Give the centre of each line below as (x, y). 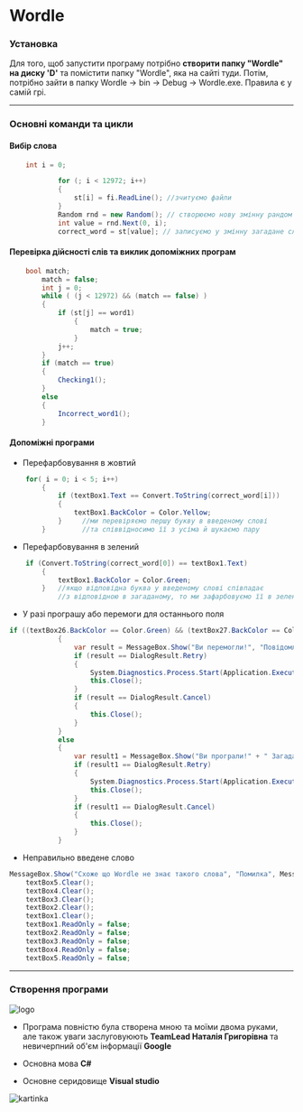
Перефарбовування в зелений (81, 546)
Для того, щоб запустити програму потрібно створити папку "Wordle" (147, 63)
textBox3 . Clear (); (60, 899)
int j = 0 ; (62, 288)
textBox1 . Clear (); (60, 916)
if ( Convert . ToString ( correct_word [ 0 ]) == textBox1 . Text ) (137, 563)
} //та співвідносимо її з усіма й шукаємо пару (151, 529)
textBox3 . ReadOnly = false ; (78, 941)
